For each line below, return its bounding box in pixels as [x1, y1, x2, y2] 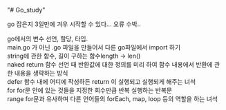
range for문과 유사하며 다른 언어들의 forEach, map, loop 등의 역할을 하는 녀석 [7, 95, 218, 102]
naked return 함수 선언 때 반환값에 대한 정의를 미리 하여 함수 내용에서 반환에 [7, 60, 213, 68]
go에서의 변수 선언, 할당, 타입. [7, 34, 88, 43]
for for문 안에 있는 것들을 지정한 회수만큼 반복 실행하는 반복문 [7, 86, 173, 94]
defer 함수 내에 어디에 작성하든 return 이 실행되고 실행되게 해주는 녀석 [7, 78, 196, 85]
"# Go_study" [7, 6, 46, 14]
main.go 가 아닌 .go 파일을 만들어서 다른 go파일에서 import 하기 [7, 43, 181, 51]
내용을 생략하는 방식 [14, 69, 68, 77]
